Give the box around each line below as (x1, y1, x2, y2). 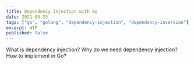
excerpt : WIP (6, 24, 38, 31)
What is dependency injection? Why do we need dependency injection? (6, 46, 178, 53)
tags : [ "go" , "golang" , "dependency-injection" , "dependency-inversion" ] (6, 19, 189, 25)
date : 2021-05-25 (6, 14, 48, 20)
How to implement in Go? (6, 52, 67, 59)
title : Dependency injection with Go (6, 8, 98, 15)
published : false (6, 30, 48, 36)
